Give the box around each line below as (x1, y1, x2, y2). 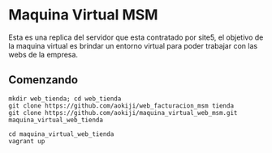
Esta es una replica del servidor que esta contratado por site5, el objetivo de (8, 32, 264, 42)
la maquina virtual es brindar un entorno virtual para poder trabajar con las (8, 40, 258, 50)
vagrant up (8, 137, 45, 145)
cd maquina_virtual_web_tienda (8, 130, 114, 138)
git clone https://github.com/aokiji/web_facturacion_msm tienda (8, 101, 234, 110)
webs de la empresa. (8, 49, 79, 59)
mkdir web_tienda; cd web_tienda (8, 95, 122, 103)
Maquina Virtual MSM (8, 6, 158, 24)
